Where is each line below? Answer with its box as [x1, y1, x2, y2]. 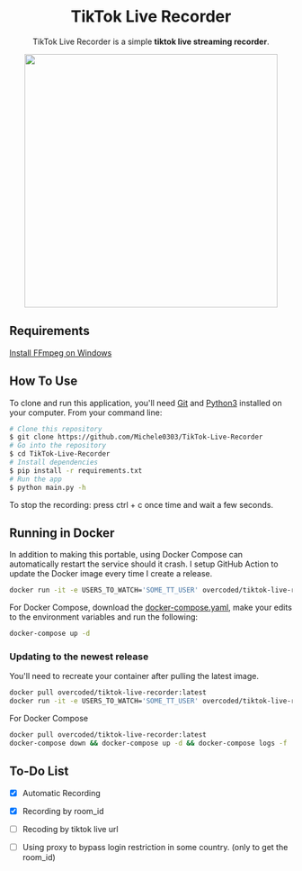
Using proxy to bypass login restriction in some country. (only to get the [22, 841, 289, 852]
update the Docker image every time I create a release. [9, 568, 213, 579]
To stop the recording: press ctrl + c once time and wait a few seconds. [9, 499, 274, 510]
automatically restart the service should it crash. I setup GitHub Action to [9, 558, 279, 569]
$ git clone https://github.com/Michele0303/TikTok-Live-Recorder [9, 432, 263, 442]
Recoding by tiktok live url [22, 823, 119, 834]
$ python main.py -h [9, 483, 87, 492]
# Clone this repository [9, 424, 102, 433]
